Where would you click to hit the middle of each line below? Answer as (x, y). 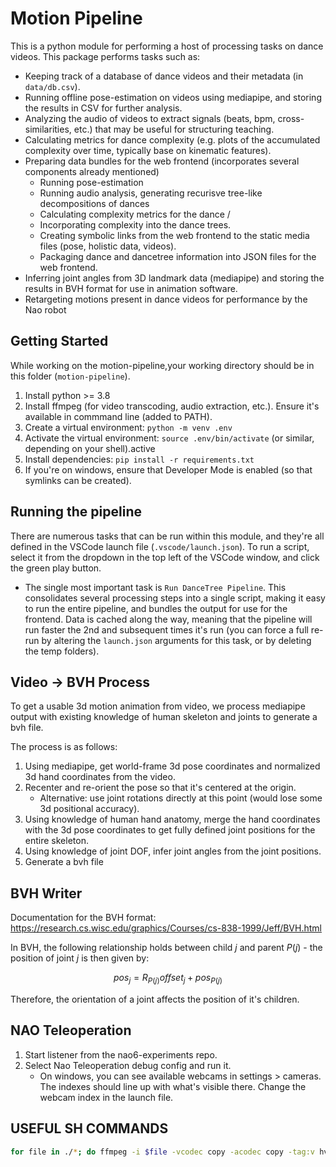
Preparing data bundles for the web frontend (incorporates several (162, 161)
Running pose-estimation (91, 182)
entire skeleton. (56, 841)
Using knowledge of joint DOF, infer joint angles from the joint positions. (173, 851)
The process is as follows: (64, 747)
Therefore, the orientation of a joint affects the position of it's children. (155, 999)
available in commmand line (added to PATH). (118, 416)
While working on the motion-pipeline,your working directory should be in (162, 365)
